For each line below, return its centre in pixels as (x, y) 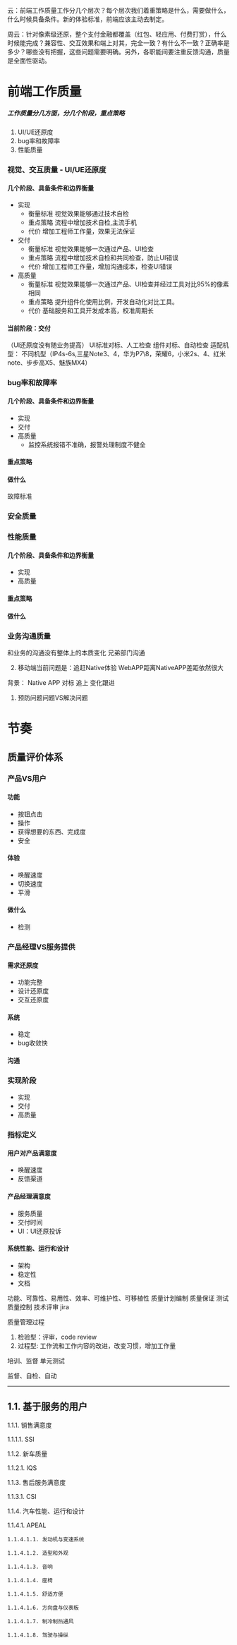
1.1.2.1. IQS (22, 1468)
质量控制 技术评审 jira (38, 1306)
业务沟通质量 (29, 636)
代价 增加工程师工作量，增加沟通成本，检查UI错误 (100, 267)
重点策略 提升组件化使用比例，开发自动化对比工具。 (103, 302)
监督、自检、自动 (32, 1376)
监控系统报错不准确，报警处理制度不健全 (87, 444)
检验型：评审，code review (57, 1337)
